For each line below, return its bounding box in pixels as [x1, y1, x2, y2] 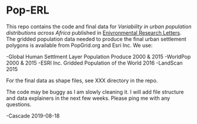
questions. [6, 100, 32, 108]
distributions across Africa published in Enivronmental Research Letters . [6, 29, 182, 36]
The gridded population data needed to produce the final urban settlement [6, 35, 186, 42]
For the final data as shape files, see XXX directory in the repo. [6, 77, 158, 84]
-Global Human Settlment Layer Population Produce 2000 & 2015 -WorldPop [6, 53, 191, 60]
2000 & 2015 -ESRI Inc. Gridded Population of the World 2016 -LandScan [6, 59, 183, 66]
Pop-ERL [6, 4, 50, 17]
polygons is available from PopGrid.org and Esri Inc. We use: [6, 42, 153, 49]
